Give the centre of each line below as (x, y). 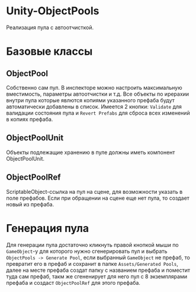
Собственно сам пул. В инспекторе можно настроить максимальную (94, 87)
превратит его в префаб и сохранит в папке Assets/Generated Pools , (92, 263)
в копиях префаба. (30, 119)
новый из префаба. (30, 204)
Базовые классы (49, 51)
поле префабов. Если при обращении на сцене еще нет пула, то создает (98, 198)
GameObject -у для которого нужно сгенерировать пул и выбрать (87, 251)
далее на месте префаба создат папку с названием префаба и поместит (98, 270)
